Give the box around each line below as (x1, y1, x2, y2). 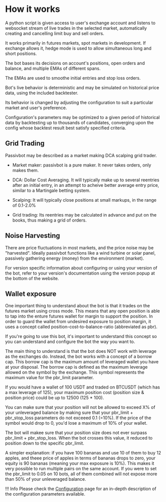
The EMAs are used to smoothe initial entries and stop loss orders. (5, 75, 141, 81)
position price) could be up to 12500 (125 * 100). (5, 395, 104, 401)
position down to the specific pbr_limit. (5, 440, 84, 446)
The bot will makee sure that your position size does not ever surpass (5, 430, 147, 436)
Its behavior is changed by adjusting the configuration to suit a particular (5, 99, 154, 105)
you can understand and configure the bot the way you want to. (5, 338, 135, 345)
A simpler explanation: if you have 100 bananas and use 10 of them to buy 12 (5, 450, 162, 456)
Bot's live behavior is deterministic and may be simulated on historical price (5, 84, 160, 90)
